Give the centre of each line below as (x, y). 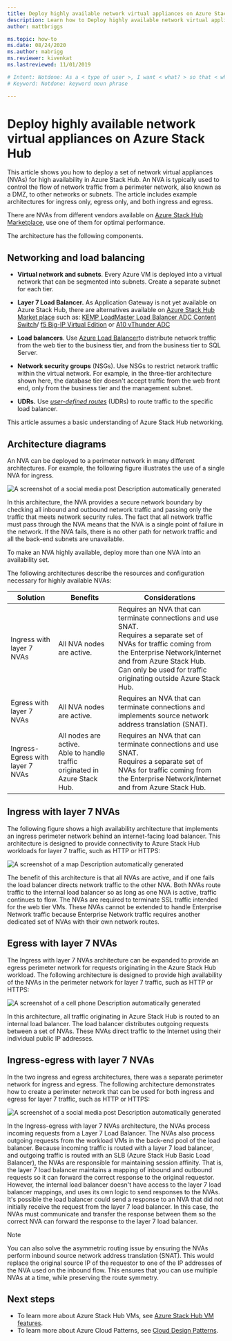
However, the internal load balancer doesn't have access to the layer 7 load (114, 1185)
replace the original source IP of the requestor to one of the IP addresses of (115, 1263)
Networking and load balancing (76, 258)
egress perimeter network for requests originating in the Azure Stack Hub (112, 967)
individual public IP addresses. (51, 1038)
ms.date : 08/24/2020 (37, 46)
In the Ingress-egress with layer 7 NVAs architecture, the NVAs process (109, 1126)
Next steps (31, 1299)
